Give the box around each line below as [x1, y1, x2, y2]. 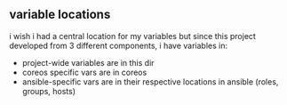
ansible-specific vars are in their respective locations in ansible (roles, [21, 76, 279, 87]
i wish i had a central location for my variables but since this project [9, 30, 256, 41]
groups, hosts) [21, 85, 76, 96]
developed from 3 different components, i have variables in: [9, 40, 228, 51]
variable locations [9, 7, 111, 22]
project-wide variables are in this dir [21, 57, 155, 68]
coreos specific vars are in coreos [21, 67, 147, 77]
